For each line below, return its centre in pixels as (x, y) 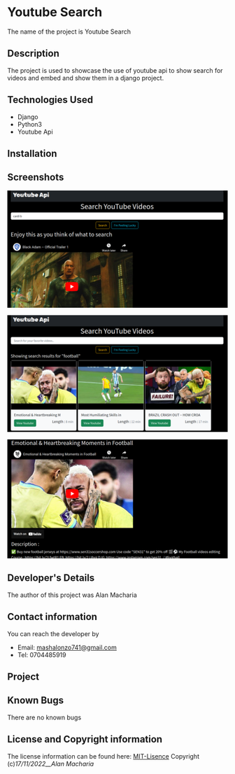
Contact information (52, 617)
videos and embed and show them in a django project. (86, 78)
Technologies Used (50, 100)
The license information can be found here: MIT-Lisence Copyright (103, 756)
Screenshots (36, 177)
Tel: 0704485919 (42, 654)
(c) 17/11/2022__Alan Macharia (51, 764)
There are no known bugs (44, 717)
